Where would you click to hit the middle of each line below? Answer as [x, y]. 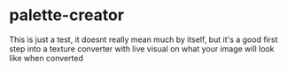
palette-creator [67, 15]
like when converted [47, 58]
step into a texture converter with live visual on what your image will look [142, 48]
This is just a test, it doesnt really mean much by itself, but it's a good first [143, 39]
